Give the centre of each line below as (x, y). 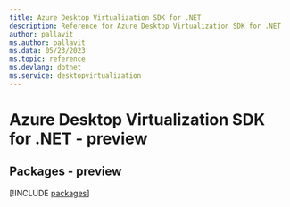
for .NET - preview (79, 138)
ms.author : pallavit (48, 42)
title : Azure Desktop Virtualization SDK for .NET (105, 17)
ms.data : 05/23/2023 (48, 51)
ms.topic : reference (48, 59)
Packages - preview (66, 172)
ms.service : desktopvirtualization (75, 76)
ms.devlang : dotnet (46, 68)
